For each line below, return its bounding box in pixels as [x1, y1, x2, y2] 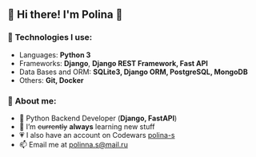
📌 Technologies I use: [7, 32, 93, 43]
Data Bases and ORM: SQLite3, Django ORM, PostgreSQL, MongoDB [18, 67, 249, 77]
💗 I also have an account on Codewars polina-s [18, 130, 175, 139]
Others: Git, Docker [18, 75, 84, 84]
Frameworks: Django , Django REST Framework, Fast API [18, 58, 209, 68]
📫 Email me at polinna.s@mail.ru [18, 139, 129, 149]
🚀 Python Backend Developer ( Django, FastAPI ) [18, 113, 178, 123]
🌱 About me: [7, 95, 57, 106]
